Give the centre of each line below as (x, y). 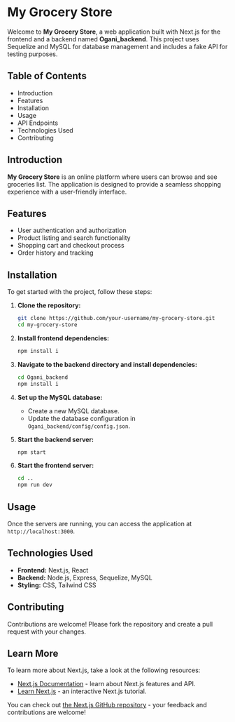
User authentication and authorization (72, 230)
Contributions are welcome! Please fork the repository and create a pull (110, 624)
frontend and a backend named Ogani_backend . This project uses (103, 39)
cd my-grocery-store (47, 325)
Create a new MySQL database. (74, 410)
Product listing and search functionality (74, 238)
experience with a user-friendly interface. (67, 192)
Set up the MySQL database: (60, 397)
